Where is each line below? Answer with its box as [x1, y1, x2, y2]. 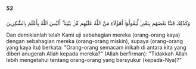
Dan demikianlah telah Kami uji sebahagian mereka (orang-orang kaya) [6, 31, 181, 38]
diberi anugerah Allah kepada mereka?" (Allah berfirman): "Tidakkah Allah [6, 50, 188, 57]
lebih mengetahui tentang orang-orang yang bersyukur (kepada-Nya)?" [6, 56, 182, 63]
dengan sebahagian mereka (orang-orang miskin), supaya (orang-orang [6, 37, 183, 44]
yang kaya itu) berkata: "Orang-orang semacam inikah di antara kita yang [6, 44, 186, 51]
